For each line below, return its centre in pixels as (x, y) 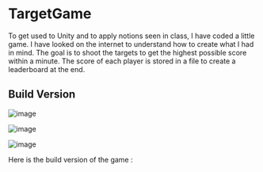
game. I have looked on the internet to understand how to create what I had (131, 44)
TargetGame (50, 14)
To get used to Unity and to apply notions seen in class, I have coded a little (131, 36)
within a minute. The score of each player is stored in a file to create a (122, 61)
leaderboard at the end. (47, 69)
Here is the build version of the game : (71, 159)
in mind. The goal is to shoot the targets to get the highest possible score (128, 52)
